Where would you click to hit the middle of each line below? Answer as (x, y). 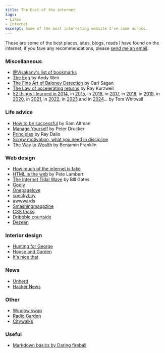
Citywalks (23, 321)
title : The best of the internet (40, 10)
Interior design (24, 235)
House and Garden (32, 252)
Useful (14, 334)
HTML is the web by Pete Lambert (48, 174)
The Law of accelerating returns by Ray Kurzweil (63, 88)
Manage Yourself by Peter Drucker (48, 129)
